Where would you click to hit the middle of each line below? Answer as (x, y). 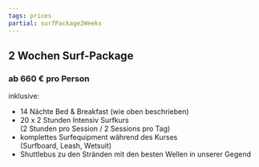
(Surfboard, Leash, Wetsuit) (66, 146)
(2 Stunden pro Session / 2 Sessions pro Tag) (95, 128)
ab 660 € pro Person (49, 79)
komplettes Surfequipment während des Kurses (99, 137)
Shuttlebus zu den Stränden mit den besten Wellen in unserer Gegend (135, 154)
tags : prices (30, 16)
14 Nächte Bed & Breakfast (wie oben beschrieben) (105, 112)
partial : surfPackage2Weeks (55, 23)
